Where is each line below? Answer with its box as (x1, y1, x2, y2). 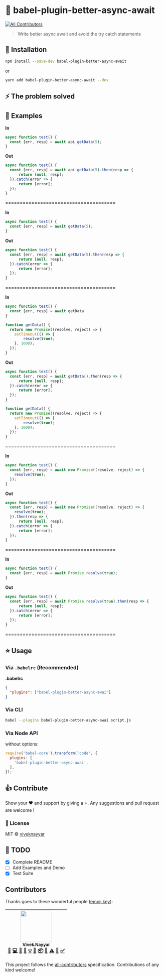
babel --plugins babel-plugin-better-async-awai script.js (5, 717, 131, 722)
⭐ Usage (5, 646, 32, 655)
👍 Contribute (5, 784, 48, 792)
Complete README (12, 859, 53, 865)
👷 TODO (5, 845, 31, 854)
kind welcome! (5, 967, 36, 973)
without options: (5, 741, 39, 747)
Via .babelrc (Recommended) (5, 664, 79, 671)
